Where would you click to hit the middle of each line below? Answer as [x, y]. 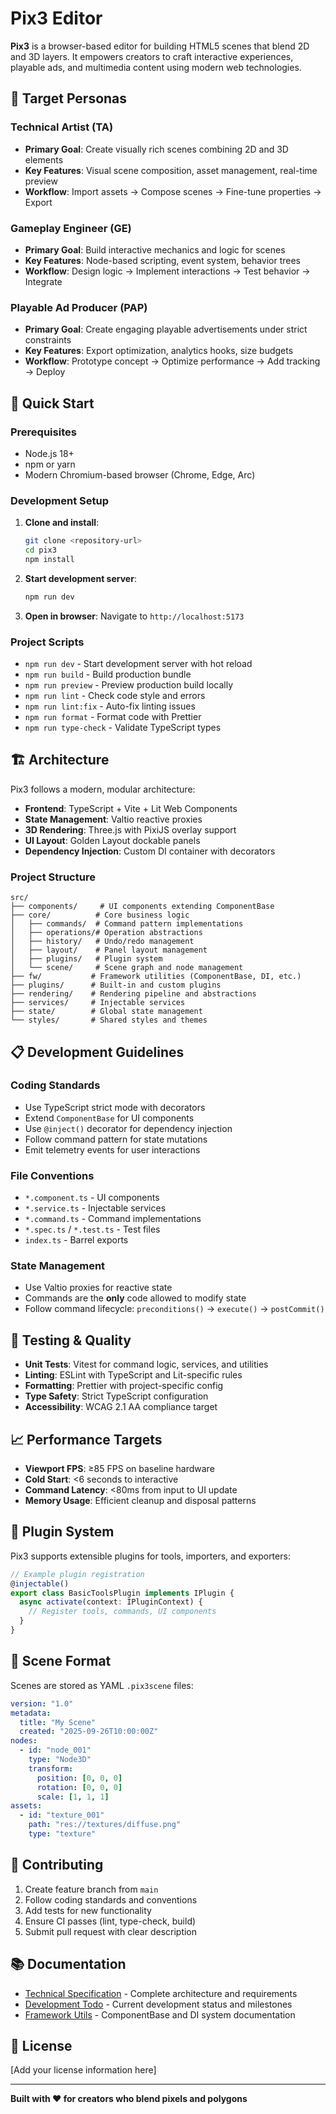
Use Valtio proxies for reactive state [98, 1288]
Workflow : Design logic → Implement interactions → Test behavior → [167, 271]
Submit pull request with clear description [111, 1931]
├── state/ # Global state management [106, 1012]
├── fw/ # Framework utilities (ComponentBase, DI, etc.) [156, 977]
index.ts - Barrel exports [76, 1240]
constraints [48, 340]
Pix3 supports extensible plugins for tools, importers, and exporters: [150, 1556]
